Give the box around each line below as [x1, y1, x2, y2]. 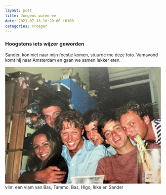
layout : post [5, 8, 32, 13]
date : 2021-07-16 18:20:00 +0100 [5, 18, 74, 23]
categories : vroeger [5, 24, 48, 29]
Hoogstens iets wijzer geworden [5, 40, 84, 47]
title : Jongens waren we [5, 13, 56, 18]
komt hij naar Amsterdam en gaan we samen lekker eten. [5, 57, 121, 63]
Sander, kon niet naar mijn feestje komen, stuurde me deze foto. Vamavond [5, 52, 158, 58]
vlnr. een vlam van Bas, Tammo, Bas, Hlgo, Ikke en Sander [5, 184, 124, 190]
